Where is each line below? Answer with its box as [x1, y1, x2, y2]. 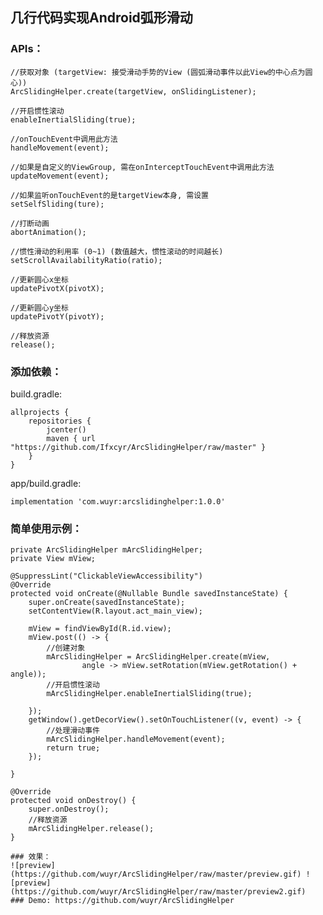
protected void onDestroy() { [10, 796, 137, 806]
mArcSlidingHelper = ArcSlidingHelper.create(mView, [46, 652, 271, 662]
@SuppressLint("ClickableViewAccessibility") [10, 571, 203, 582]
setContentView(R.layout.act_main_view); [28, 606, 203, 617]
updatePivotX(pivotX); [10, 283, 105, 293]
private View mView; [10, 554, 97, 564]
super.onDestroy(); [28, 804, 110, 815]
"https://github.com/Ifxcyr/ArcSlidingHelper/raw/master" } [10, 442, 267, 452]
